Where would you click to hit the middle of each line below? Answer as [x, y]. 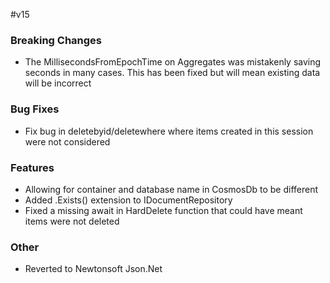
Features [32, 167]
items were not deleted [72, 221]
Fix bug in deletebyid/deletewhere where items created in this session [169, 131]
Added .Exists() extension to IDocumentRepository [128, 200]
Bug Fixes [35, 109]
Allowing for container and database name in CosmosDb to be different [171, 189]
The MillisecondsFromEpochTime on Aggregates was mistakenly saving [173, 62]
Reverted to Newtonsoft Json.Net [93, 269]
